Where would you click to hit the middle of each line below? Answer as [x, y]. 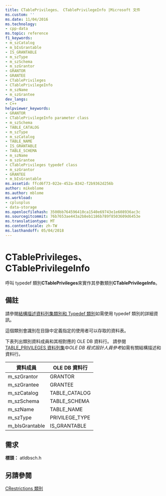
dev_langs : [17, 99]
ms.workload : [19, 197]
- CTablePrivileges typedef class [41, 165]
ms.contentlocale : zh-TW [31, 226]
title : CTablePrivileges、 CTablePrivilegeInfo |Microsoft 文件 [73, 10]
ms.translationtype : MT [30, 221]
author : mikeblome [24, 188]
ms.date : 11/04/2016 [27, 19]
